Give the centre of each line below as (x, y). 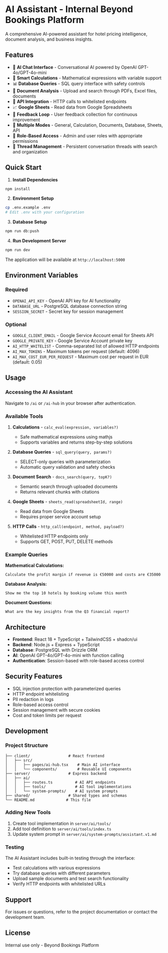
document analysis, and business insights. (49, 39)
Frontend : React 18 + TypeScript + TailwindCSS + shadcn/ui (75, 639)
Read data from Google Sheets (52, 511)
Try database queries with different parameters (61, 873)
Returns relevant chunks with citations (60, 492)
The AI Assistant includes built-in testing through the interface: (70, 858)
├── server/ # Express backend (56, 773)
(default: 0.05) (27, 362)
